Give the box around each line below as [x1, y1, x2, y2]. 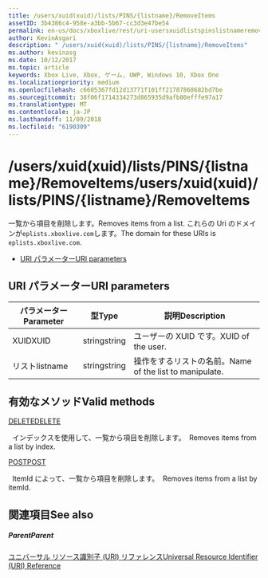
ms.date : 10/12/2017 [8, 57, 77, 65]
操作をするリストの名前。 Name [133, 356, 252, 367]
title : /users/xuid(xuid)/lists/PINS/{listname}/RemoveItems [8, 11, 216, 20]
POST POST [8, 458, 46, 467]
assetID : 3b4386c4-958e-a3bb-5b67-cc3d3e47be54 [8, 19, 170, 27]
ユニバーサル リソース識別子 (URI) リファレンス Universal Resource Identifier [8, 552, 258, 561]
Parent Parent [8, 531, 54, 541]
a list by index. [8, 442, 56, 451]
